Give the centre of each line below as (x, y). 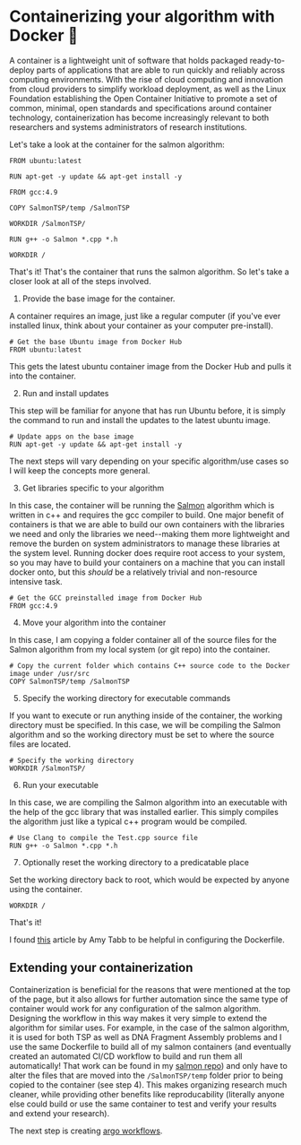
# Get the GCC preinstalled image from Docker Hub (106, 598)
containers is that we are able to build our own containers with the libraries (147, 524)
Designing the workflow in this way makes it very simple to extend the (138, 1018)
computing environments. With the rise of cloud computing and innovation (146, 79)
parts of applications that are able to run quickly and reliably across (160, 70)
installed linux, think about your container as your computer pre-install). (142, 325)
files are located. (40, 744)
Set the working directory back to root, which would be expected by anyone (149, 880)
